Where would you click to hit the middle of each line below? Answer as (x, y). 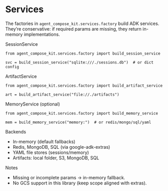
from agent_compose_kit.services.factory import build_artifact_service (84, 86)
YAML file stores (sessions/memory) (51, 152)
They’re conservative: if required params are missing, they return (73, 29)
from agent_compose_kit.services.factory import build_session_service (83, 53)
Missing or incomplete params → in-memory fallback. (69, 177)
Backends (16, 131)
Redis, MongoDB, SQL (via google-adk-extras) (61, 147)
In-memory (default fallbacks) (44, 142)
